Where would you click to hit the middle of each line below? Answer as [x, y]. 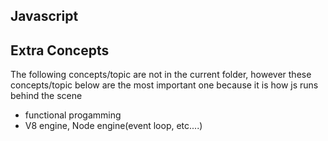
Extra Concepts [60, 50]
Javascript [44, 16]
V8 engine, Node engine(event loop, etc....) [113, 126]
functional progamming [73, 115]
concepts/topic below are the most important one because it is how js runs [164, 85]
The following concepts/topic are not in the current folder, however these [161, 75]
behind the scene [46, 96]
